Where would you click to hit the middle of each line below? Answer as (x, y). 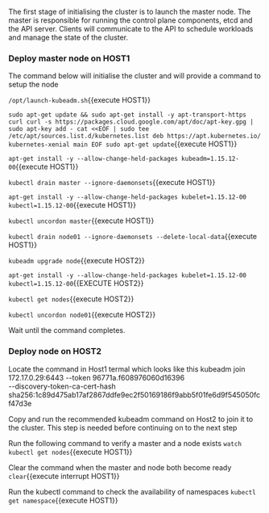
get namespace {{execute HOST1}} (63, 500)
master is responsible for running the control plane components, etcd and (130, 20)
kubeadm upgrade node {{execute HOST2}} (77, 261)
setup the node (33, 85)
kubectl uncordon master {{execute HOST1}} (81, 221)
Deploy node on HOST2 (55, 351)
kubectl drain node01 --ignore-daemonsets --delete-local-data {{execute (133, 237)
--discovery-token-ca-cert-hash (62, 386)
